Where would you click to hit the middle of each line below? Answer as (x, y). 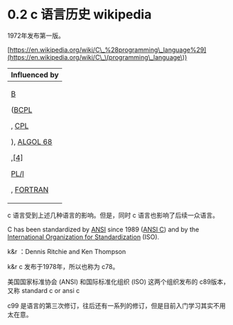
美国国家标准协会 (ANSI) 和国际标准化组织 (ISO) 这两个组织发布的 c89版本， (118, 282)
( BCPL (22, 109)
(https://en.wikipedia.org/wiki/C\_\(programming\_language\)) (97, 57)
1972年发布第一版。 (36, 35)
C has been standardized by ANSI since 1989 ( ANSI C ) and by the (103, 229)
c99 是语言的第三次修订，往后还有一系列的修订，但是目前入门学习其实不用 (116, 305)
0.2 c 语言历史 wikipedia (80, 15)
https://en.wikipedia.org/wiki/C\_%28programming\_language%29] (108, 50)
